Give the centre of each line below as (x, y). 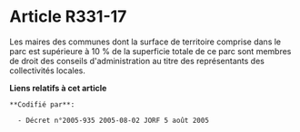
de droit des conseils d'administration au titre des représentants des (137, 61)
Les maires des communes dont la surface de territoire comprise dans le (145, 42)
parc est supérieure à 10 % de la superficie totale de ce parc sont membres (150, 51)
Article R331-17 (68, 17)
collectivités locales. (48, 71)
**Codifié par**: (42, 104)
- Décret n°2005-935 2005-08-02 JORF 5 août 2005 (113, 120)
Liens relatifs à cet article (58, 88)
